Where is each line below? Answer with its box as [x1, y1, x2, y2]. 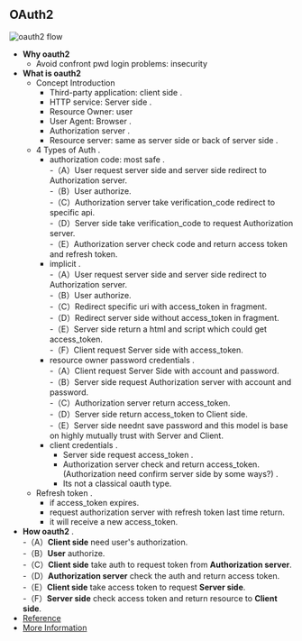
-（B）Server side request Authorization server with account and [49, 376, 291, 387]
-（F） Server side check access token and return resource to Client [22, 592, 278, 603]
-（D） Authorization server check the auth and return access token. [22, 570, 280, 581]
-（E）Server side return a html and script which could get [49, 324, 268, 334]
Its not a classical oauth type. [62, 478, 172, 489]
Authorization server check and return [62, 459, 205, 470]
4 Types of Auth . [35, 144, 101, 155]
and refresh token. [49, 248, 118, 260]
